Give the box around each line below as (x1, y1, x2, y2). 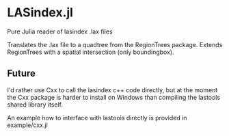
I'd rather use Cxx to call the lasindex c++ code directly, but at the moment (7, 85, 218, 94)
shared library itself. (7, 100, 64, 109)
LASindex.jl (7, 5, 74, 21)
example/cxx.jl (7, 121, 48, 129)
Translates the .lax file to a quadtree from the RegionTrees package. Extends (7, 40, 223, 49)
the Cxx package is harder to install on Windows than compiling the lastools (7, 93, 221, 101)
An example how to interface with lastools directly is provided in (7, 113, 187, 122)
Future (7, 68, 36, 79)
